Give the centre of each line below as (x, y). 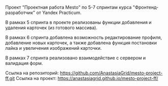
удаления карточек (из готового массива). (51, 28)
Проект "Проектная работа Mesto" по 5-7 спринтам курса (69, 7)
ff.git (10, 78)
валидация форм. (24, 63)
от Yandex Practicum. (59, 13)
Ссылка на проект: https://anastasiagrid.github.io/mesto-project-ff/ (87, 78)
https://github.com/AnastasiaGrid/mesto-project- (111, 73)
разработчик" (20, 13)
